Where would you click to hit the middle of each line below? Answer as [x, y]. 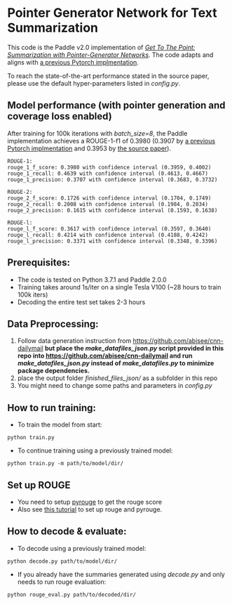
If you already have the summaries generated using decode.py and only [121, 574]
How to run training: [52, 408]
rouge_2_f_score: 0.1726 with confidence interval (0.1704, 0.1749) [109, 198]
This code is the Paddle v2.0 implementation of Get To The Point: [101, 47]
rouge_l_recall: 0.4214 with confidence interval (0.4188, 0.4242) [108, 235]
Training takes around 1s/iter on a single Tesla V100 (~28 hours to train [119, 287]
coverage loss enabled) [60, 116]
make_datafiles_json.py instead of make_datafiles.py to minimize [116, 363]
